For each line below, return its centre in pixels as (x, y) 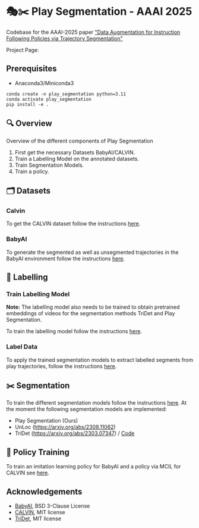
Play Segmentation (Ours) (46, 421)
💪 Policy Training (38, 452)
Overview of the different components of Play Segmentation (80, 141)
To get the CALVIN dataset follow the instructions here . (73, 223)
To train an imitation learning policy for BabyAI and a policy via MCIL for (94, 467)
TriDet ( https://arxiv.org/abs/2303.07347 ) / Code (75, 433)
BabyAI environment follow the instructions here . (66, 258)
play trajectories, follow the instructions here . (61, 366)
